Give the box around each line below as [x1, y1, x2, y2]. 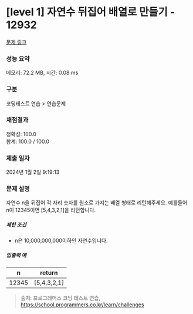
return [40, 269, 58, 277]
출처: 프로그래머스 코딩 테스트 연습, [20, 295, 101, 302]
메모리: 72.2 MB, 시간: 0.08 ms [6, 69, 79, 77]
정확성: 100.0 [6, 130, 37, 137]
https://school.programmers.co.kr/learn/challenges [20, 301, 145, 308]
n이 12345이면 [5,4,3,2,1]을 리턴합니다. [6, 207, 96, 214]
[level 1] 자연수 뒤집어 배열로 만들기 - [6, 5, 175, 19]
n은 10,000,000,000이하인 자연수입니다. [14, 237, 108, 244]
